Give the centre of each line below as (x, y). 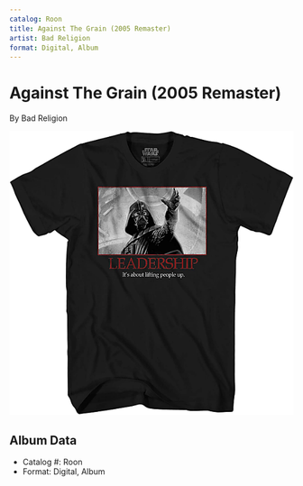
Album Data (43, 440)
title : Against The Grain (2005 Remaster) (90, 28)
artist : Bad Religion (50, 38)
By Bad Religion (38, 118)
